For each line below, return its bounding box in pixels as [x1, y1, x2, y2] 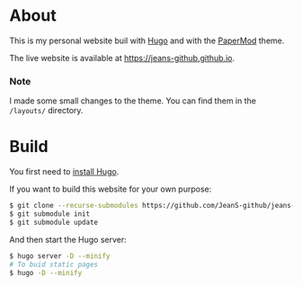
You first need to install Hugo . [9, 166, 120, 177]
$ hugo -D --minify [9, 268, 83, 277]
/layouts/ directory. [9, 105, 84, 116]
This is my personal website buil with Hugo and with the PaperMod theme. [9, 35, 285, 46]
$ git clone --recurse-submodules [9, 201, 139, 210]
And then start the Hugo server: [9, 234, 128, 245]
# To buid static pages [9, 260, 99, 269]
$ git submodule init [9, 210, 91, 219]
